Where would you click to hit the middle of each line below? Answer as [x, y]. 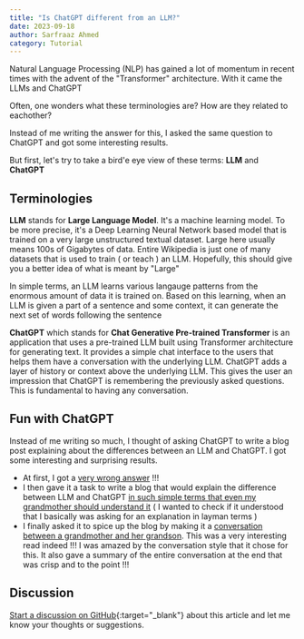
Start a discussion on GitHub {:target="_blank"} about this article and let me [150, 614]
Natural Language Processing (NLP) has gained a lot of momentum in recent [152, 69]
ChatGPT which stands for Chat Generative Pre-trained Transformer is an [150, 333]
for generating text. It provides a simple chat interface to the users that [142, 352]
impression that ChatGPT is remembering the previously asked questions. [147, 381]
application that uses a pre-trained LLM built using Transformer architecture [151, 342]
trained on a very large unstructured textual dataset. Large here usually [142, 240]
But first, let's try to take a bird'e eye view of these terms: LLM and [134, 161]
